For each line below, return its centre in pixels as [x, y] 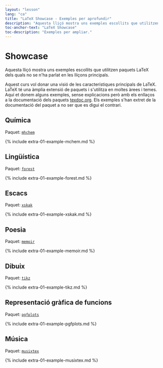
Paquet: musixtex [22, 350]
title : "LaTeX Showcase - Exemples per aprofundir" [58, 18]
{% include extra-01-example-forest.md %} [49, 178]
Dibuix [15, 266]
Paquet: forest [20, 168]
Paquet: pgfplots [22, 314]
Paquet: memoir [20, 241]
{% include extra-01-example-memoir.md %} [50, 251]
